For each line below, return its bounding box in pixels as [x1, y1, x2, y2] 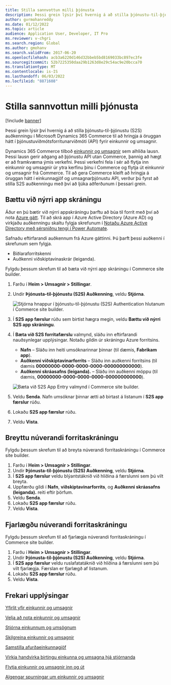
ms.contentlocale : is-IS [5, 69, 58, 74]
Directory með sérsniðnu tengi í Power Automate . [5, 225, 108, 231]
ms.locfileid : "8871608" [5, 79, 58, 84]
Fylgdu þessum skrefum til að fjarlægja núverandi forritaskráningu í [5, 534, 146, 540]
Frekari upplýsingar [5, 591, 69, 600]
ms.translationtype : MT [5, 64, 56, 69]
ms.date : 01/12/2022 [5, 21, 49, 27]
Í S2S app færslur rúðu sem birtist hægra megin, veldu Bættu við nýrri [12, 316, 161, 322]
